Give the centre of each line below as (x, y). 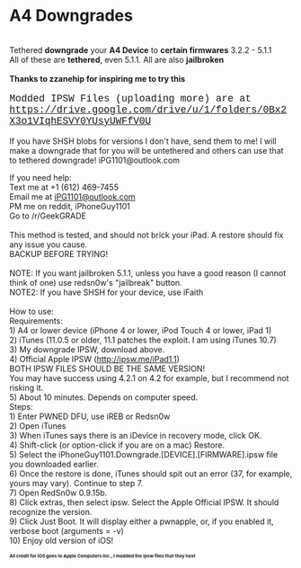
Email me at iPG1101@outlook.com (73, 196)
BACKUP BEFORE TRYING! (59, 253)
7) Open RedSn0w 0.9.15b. (58, 493)
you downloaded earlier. (54, 464)
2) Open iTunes (38, 426)
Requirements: (36, 321)
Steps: (21, 406)
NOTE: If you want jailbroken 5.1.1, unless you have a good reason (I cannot (148, 273)
